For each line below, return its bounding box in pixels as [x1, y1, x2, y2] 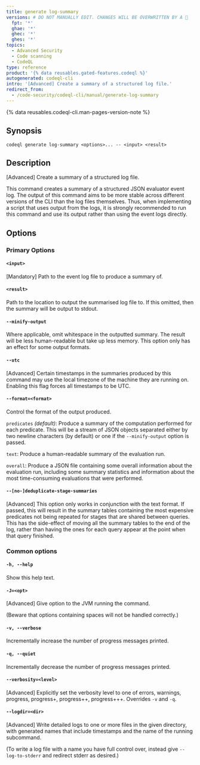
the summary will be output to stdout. [6, 305, 99, 313]
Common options [6, 547, 58, 555]
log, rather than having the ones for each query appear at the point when [6, 525, 186, 533]
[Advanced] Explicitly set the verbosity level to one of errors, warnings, [6, 688, 181, 696]
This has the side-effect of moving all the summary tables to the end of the [6, 519, 190, 527]
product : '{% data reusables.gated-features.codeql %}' [6, 70, 148, 76]
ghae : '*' [11, 25, 36, 32]
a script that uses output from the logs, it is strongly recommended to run [6, 204, 187, 212]
